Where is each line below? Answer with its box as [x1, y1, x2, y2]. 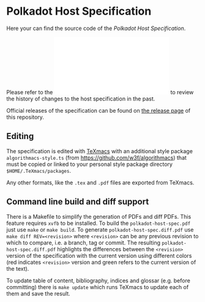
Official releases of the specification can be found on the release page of [6, 107, 191, 114]
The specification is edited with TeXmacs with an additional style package [6, 147, 193, 154]
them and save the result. [6, 290, 70, 297]
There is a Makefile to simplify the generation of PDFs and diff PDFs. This [6, 213, 192, 220]
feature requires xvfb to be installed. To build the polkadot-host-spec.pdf [6, 219, 191, 227]
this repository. [6, 113, 45, 121]
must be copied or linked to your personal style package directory [6, 160, 173, 168]
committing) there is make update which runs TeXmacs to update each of [6, 283, 189, 290]
